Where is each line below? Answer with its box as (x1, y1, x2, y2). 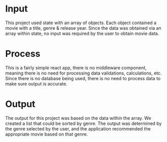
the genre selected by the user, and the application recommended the (5, 125, 151, 131)
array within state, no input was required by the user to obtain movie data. (5, 30, 159, 36)
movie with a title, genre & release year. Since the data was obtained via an (5, 25, 161, 31)
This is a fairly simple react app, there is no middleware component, (5, 64, 147, 70)
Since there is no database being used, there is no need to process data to (5, 75, 161, 81)
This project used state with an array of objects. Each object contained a (5, 20, 157, 26)
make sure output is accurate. (5, 81, 67, 87)
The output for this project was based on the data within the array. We (5, 115, 151, 121)
